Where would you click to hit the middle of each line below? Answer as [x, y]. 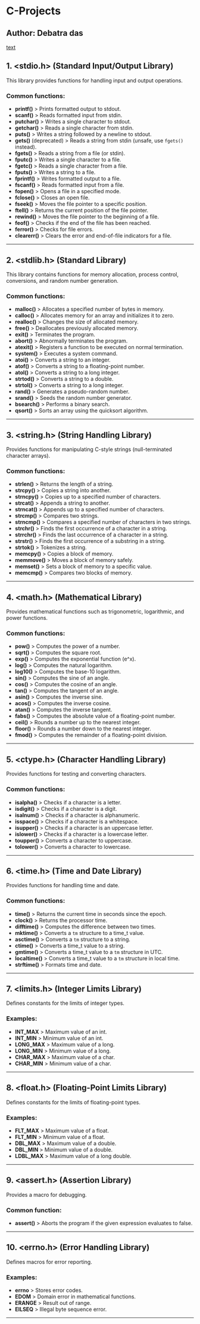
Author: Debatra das [45, 33]
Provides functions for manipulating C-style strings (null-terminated [89, 449]
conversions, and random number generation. [62, 280]
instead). [26, 147]
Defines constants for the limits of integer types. [65, 1003]
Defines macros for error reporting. [49, 1262]
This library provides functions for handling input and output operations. [95, 80]
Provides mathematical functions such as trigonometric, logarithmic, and [95, 612]
